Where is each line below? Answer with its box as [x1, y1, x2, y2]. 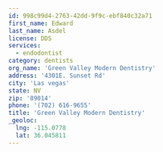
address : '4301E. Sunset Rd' [8, 72, 106, 80]
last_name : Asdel [8, 27, 67, 35]
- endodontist [15, 49, 63, 57]
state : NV [8, 86, 42, 95]
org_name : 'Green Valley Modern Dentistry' [8, 64, 157, 72]
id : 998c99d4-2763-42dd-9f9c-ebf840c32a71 [8, 11, 153, 20]
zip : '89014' [8, 94, 52, 102]
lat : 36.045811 [15, 131, 67, 139]
